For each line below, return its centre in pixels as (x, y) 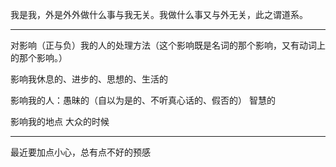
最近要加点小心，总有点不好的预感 (80, 152)
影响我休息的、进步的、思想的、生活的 (89, 79)
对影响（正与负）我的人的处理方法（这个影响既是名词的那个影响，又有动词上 (168, 45)
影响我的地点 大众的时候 (60, 121)
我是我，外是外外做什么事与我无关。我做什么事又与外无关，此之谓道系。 (159, 14)
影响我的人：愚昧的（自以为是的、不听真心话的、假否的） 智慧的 (143, 100)
